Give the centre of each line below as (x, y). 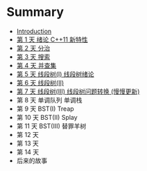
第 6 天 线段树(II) (40, 82)
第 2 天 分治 (33, 48)
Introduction (34, 31)
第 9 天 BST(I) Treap (45, 109)
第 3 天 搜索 (33, 57)
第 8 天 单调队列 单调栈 (49, 100)
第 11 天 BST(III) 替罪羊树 (51, 126)
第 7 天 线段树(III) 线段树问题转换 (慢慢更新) (78, 91)
